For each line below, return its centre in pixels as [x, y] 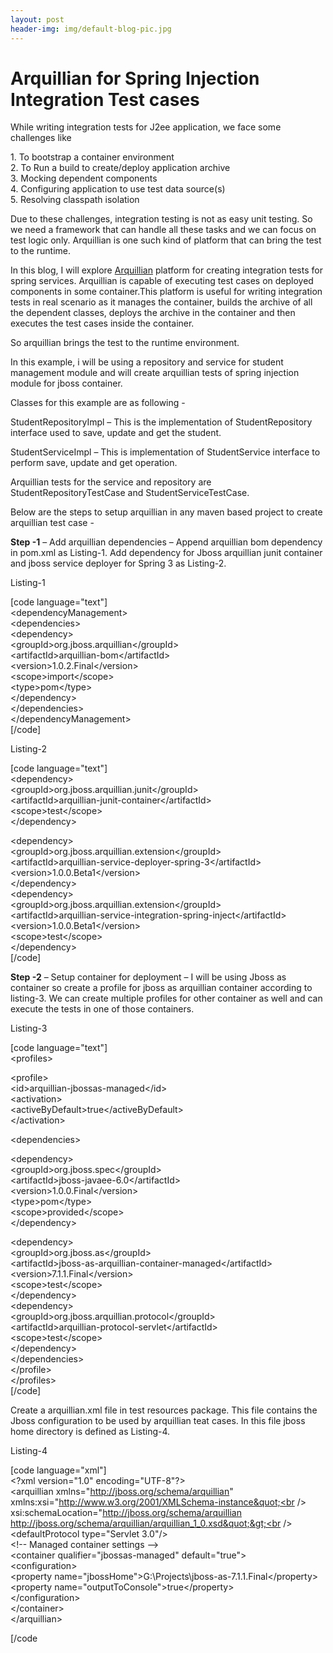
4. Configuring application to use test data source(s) [118, 189]
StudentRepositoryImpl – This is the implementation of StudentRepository [161, 422]
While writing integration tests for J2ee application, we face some [146, 127]
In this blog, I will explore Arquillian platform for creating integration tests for [166, 270]
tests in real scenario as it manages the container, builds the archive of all [161, 302]
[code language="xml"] [58, 1470]
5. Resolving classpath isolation [75, 200]
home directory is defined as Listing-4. [90, 1432]
